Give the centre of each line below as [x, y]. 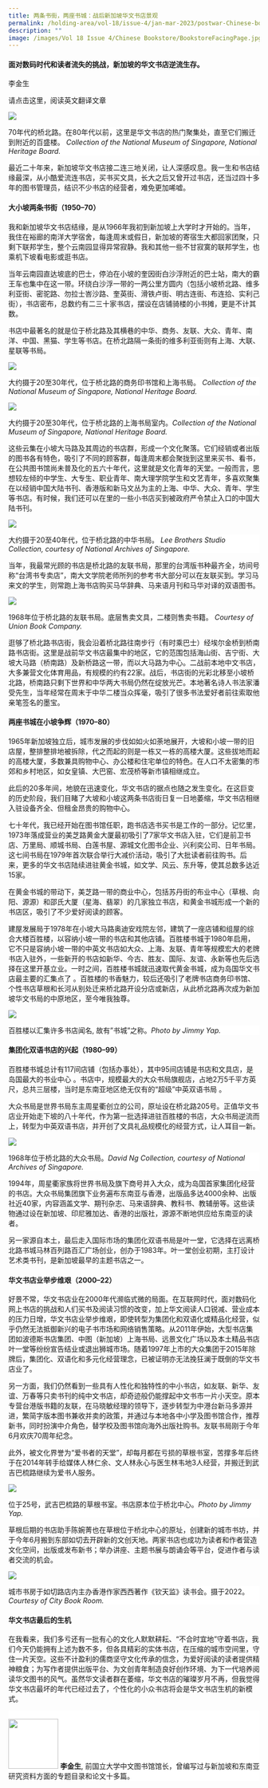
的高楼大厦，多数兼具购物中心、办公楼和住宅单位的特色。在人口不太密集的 [130, 761]
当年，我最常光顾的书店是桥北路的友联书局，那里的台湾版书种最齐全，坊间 [130, 565]
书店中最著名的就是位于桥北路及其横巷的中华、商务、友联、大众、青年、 [127, 330]
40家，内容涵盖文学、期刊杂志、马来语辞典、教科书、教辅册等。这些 [135, 1203]
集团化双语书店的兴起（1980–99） [65, 1050]
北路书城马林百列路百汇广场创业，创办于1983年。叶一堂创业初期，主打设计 [132, 1250]
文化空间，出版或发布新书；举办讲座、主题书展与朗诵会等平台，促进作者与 [130, 1550]
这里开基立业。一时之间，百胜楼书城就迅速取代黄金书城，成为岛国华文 [137, 968]
